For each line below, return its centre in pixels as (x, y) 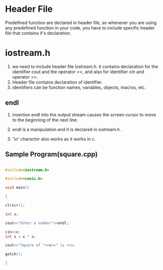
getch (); (14, 254)
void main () (17, 188)
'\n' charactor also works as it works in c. (54, 139)
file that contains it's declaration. (38, 33)
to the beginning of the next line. (45, 120)
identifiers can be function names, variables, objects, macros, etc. (79, 87)
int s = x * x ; (21, 237)
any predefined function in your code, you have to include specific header (80, 27)
